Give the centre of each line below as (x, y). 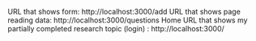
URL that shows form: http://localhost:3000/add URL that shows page (124, 12)
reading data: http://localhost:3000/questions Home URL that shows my (128, 20)
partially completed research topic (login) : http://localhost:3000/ (116, 29)
